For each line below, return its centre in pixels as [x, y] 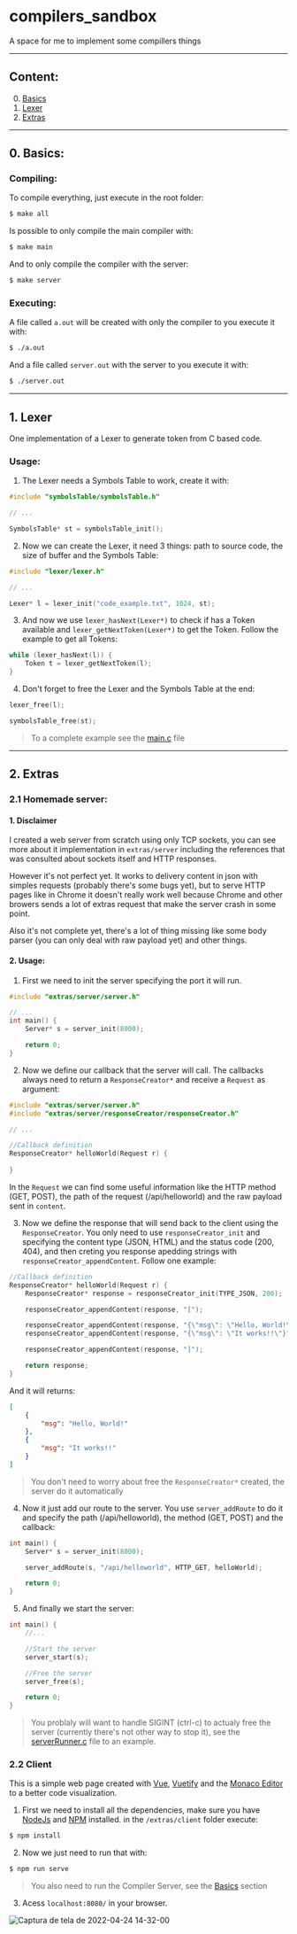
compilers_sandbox [83, 16]
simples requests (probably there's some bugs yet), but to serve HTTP [137, 885]
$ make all [29, 214]
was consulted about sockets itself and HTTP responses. [113, 859]
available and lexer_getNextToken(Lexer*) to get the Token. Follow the [150, 630]
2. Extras [34, 774]
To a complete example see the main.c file [108, 738]
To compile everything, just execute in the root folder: [107, 198]
